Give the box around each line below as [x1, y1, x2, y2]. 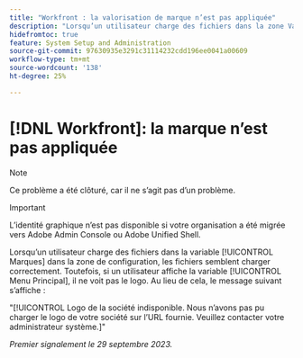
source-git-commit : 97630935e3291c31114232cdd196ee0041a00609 [9, 47, 248, 56]
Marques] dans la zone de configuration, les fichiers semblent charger [9, 255, 271, 266]
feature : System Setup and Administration [9, 38, 171, 48]
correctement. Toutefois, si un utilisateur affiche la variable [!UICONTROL [9, 265, 282, 276]
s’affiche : [9, 284, 46, 295]
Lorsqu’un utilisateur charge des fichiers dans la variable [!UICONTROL [9, 246, 273, 257]
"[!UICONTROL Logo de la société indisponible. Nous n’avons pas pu [9, 302, 265, 313]
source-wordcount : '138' [9, 64, 103, 73]
